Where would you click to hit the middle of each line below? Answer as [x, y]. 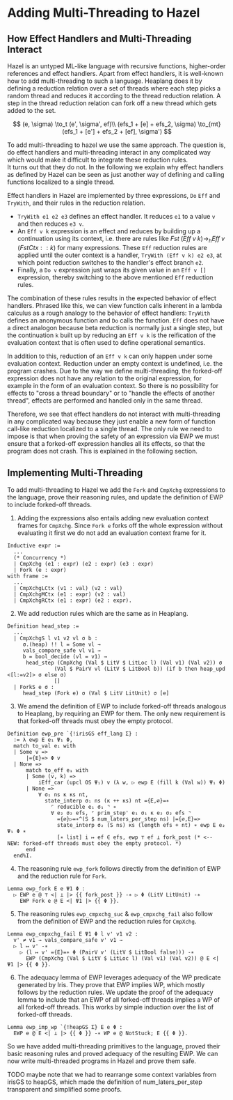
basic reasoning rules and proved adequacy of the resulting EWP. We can [113, 1053]
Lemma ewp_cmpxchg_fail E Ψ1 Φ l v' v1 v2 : [73, 934]
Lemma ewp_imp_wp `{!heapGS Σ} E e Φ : [65, 1027]
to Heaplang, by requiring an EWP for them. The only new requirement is [121, 713]
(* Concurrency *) [40, 558]
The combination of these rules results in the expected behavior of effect [112, 298]
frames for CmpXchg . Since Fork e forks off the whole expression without [120, 525]
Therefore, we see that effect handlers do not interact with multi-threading [114, 414]
